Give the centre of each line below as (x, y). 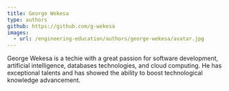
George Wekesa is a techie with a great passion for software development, (113, 58)
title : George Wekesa (38, 13)
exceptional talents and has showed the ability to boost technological (105, 73)
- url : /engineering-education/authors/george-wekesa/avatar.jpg (109, 39)
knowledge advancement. (44, 80)
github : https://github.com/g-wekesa (61, 26)
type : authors (28, 20)
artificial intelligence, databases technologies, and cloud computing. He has (115, 66)
